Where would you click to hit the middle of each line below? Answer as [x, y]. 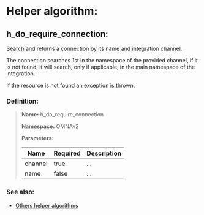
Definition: [22, 101]
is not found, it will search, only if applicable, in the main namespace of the [101, 67]
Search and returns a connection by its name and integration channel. [94, 48]
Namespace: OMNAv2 [50, 126]
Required [67, 153]
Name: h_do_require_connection [62, 115]
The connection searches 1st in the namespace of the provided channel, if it [102, 60]
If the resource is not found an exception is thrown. [71, 85]
